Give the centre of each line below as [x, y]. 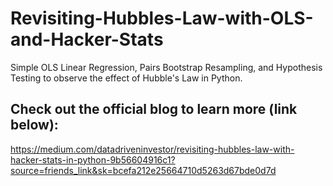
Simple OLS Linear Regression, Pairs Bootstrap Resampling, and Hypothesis [166, 67]
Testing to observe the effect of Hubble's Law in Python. [126, 78]
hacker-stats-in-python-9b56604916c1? [93, 159]
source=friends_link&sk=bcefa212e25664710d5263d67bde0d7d [143, 170]
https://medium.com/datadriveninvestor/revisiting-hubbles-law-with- [152, 149]
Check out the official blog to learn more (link [154, 109]
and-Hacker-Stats [87, 39]
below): [34, 125]
